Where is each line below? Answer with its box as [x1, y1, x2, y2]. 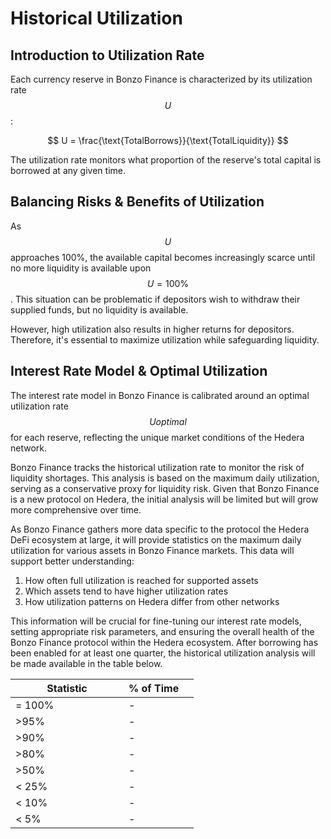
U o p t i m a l [149, 415, 187, 427]
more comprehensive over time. [10, 503, 142, 516]
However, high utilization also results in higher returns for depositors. [10, 323, 295, 335]
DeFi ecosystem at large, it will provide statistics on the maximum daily [10, 533, 302, 546]
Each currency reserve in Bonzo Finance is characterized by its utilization [10, 73, 313, 85]
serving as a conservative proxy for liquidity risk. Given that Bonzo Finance [10, 482, 320, 494]
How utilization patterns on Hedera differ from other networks [24, 595, 280, 607]
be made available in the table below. [10, 657, 163, 669]
